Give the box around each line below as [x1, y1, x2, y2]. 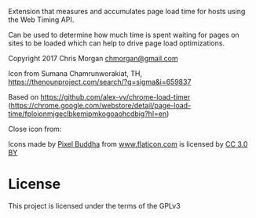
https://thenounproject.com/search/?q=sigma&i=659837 [8, 78, 192, 86]
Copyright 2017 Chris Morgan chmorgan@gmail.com [8, 54, 178, 63]
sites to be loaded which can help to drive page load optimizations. [8, 38, 225, 48]
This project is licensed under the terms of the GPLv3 [8, 201, 181, 210]
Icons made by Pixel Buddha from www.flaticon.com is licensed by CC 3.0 [8, 140, 248, 148]
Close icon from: [8, 125, 62, 133]
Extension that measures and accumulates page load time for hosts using [8, 7, 246, 16]
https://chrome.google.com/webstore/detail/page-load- [10, 101, 192, 110]
